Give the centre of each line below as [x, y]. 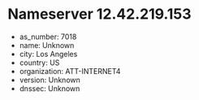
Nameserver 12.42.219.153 [99, 14]
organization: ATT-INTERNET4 [70, 71]
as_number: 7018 [48, 37]
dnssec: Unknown [50, 88]
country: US [39, 63]
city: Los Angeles [48, 54]
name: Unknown [47, 45]
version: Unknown [50, 80]
